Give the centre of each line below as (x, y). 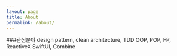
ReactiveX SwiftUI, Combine (41, 47)
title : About (22, 17)
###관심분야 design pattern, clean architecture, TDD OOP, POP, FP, (89, 40)
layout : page (22, 11)
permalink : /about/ (30, 22)
